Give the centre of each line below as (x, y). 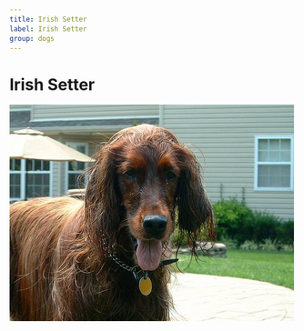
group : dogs (32, 38)
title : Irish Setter (49, 19)
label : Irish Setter (49, 29)
